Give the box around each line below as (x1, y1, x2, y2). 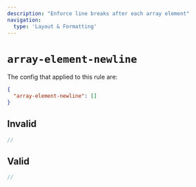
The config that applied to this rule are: (7, 73, 118, 81)
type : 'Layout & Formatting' (13, 23, 97, 30)
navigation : (7, 17, 41, 23)
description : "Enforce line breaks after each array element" (7, 10, 190, 17)
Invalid (7, 118, 37, 130)
